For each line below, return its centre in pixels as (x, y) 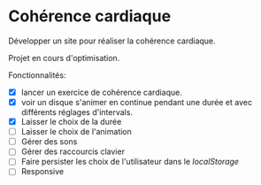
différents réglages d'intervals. (77, 112)
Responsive (42, 172)
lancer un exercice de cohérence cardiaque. (102, 92)
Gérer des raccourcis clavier (73, 151)
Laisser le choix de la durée (71, 122)
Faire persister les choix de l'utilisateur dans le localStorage (130, 162)
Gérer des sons (49, 142)
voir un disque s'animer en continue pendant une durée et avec (137, 102)
